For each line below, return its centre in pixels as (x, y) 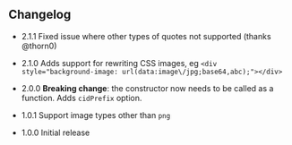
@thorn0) (39, 46)
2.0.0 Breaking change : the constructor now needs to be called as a (147, 88)
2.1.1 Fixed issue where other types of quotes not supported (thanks (146, 36)
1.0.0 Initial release (56, 132)
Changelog (40, 15)
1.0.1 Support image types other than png (96, 115)
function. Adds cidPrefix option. (82, 98)
